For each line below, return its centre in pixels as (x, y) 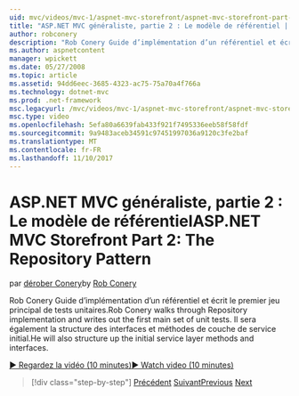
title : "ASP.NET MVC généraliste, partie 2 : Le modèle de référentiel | (149, 26)
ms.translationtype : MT (53, 141)
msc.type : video (39, 117)
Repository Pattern (80, 259)
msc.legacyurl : (37, 109)
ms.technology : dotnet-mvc (59, 92)
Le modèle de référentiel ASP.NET (135, 221)
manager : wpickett (43, 59)
